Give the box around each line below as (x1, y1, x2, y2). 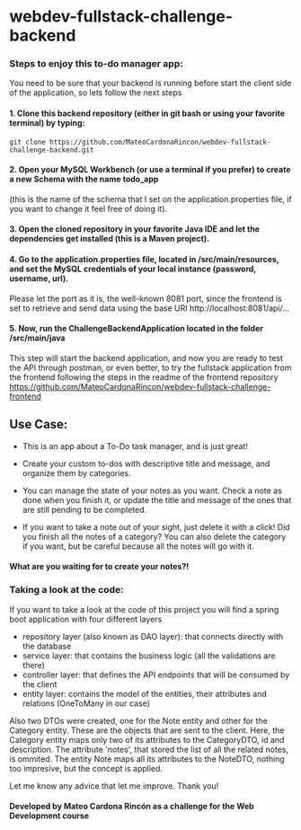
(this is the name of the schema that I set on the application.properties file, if (9, 193, 292, 204)
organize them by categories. (22, 467, 132, 478)
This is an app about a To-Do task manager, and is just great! (22, 440, 249, 451)
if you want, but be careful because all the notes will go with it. (22, 541, 254, 552)
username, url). (9, 273, 69, 284)
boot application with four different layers (9, 614, 163, 624)
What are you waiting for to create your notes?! (9, 561, 190, 572)
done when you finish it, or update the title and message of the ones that (22, 494, 292, 505)
